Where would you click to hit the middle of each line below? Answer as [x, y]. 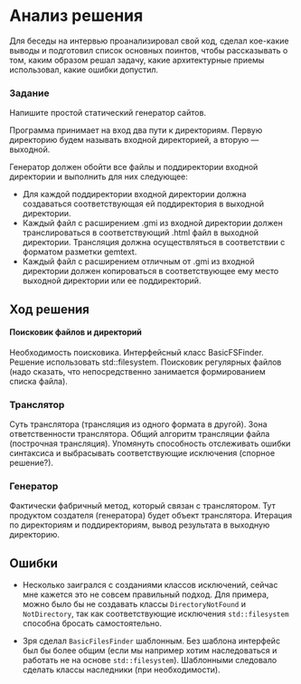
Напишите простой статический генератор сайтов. [108, 113]
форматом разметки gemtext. [80, 252]
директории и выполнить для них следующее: [99, 176]
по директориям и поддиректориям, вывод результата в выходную [140, 525]
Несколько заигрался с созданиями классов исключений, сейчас [150, 585]
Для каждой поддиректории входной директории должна [134, 195]
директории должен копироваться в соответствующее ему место [150, 271]
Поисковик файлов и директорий [75, 332]
